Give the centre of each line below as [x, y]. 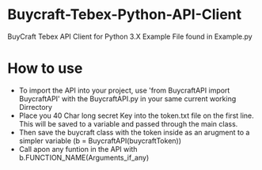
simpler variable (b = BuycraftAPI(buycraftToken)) [100, 141]
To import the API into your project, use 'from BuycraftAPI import [124, 90]
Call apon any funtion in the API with [78, 149]
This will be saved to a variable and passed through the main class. [128, 123]
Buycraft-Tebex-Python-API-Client [125, 15]
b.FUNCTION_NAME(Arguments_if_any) [84, 157]
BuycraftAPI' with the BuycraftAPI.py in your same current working [127, 98]
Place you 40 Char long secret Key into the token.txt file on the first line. [136, 115]
